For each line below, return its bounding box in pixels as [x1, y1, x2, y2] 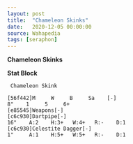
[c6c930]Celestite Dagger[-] [7, 125, 92, 133]
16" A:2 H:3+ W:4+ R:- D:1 [7, 120, 127, 127]
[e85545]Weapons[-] [7, 107, 64, 114]
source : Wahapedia [7, 29, 61, 37]
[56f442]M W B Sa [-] [7, 95, 117, 102]
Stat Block [7, 69, 38, 78]
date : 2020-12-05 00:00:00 [7, 23, 92, 30]
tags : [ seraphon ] [7, 36, 58, 43]
